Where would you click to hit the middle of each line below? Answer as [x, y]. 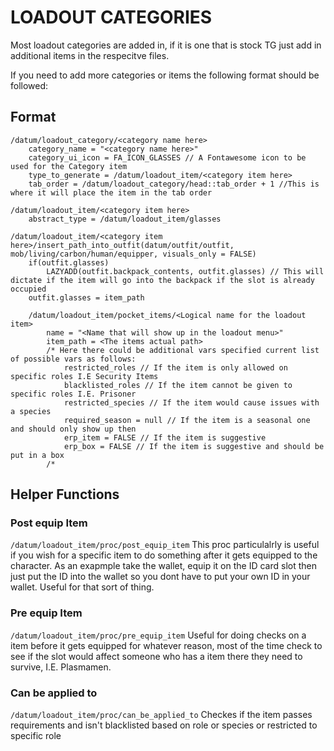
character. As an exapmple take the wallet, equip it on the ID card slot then [164, 566]
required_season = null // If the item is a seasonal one [187, 420]
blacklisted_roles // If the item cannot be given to [178, 385]
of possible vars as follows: [73, 359]
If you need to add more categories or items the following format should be [165, 75]
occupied [28, 289]
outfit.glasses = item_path [86, 297]
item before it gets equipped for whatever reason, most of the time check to [166, 645]
